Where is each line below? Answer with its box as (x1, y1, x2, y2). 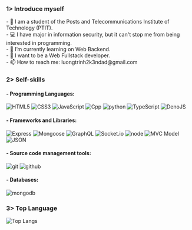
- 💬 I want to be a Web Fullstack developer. (6, 52, 110, 59)
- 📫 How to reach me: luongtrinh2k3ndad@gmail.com (6, 58, 138, 66)
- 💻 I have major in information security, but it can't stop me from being (6, 31, 180, 38)
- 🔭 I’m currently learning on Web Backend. (6, 46, 111, 53)
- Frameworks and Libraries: (6, 117, 77, 124)
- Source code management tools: (6, 150, 91, 157)
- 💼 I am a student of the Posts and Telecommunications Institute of (6, 18, 170, 25)
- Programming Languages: (6, 90, 75, 97)
